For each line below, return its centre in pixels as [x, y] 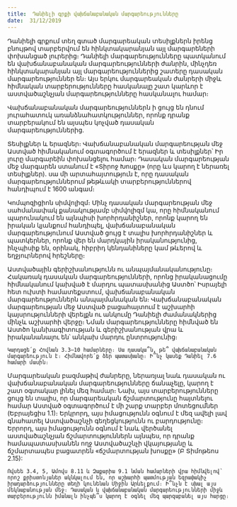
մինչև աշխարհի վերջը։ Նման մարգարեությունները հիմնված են [113, 322]
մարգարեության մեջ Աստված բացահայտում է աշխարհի [101, 306]
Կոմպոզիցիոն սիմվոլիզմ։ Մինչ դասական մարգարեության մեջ [110, 202]
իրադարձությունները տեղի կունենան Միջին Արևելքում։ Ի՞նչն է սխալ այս [112, 484]
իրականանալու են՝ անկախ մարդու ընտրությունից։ [93, 337]
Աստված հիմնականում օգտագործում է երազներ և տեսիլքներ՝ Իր [115, 151]
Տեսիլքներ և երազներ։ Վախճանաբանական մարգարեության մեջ [115, 143]
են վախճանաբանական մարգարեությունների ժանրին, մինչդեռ [112, 63]
